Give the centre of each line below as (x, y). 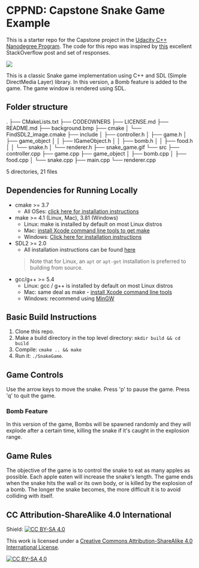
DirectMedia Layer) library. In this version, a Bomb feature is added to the (97, 82)
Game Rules (29, 456)
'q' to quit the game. (31, 396)
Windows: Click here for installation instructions (83, 237)
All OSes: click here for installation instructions (81, 211)
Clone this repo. (34, 331)
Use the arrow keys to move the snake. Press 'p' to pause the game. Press (98, 389)
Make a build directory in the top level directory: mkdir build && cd (98, 338)
